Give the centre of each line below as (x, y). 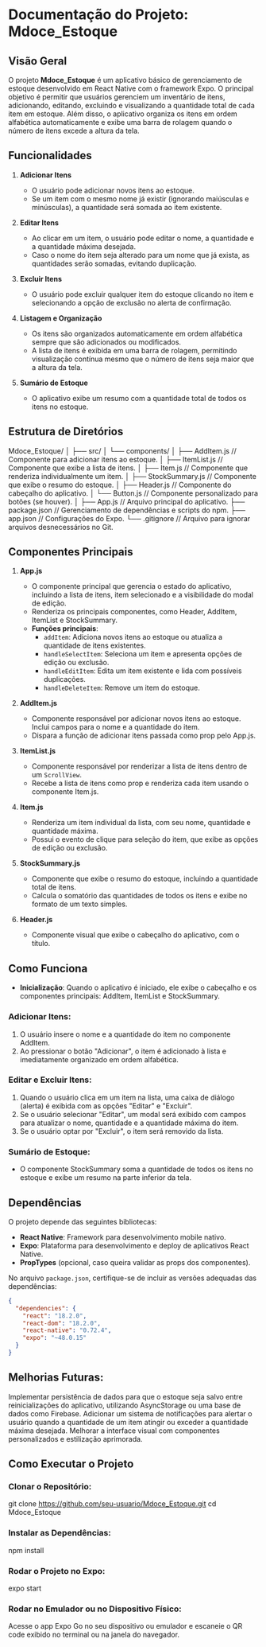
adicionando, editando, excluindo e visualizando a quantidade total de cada (132, 105)
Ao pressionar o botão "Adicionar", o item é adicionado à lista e (123, 1051)
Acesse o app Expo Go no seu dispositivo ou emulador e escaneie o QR (125, 1626)
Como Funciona (48, 968)
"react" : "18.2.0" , (55, 1316)
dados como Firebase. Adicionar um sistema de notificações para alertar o (130, 1413)
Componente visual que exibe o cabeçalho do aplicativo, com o (135, 935)
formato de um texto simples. (79, 904)
